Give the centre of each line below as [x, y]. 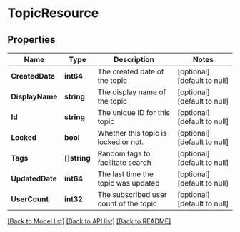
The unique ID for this [134, 112]
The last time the [125, 174]
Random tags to [124, 153]
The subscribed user [132, 195]
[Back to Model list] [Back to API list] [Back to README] [89, 221]
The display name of [132, 92]
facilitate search [124, 162]
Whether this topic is [132, 133]
